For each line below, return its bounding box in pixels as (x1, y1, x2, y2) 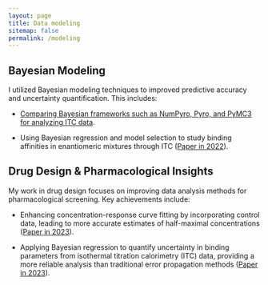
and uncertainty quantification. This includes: (8, 94, 158, 103)
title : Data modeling (8, 19, 81, 27)
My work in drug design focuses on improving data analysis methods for (8, 186, 247, 195)
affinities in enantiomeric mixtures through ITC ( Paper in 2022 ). (19, 142, 229, 151)
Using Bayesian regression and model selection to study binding (19, 133, 232, 142)
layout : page (8, 11, 52, 20)
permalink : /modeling (8, 34, 81, 42)
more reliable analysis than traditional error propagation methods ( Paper (19, 259, 258, 269)
